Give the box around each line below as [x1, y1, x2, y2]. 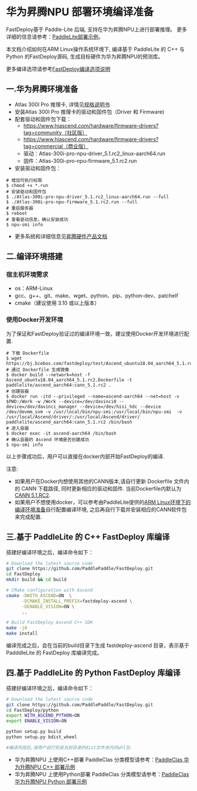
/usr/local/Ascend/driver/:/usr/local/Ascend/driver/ [6, 414, 141, 420]
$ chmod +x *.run [6, 182, 49, 188]
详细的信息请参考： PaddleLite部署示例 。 [6, 33, 104, 40]
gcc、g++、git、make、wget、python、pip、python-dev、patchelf [14, 292, 179, 299]
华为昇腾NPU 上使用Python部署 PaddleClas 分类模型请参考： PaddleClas [14, 770, 189, 778]
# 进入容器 [6, 425, 29, 431]
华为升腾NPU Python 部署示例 [14, 778, 87, 785]
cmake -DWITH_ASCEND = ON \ [6, 592, 72, 598]
